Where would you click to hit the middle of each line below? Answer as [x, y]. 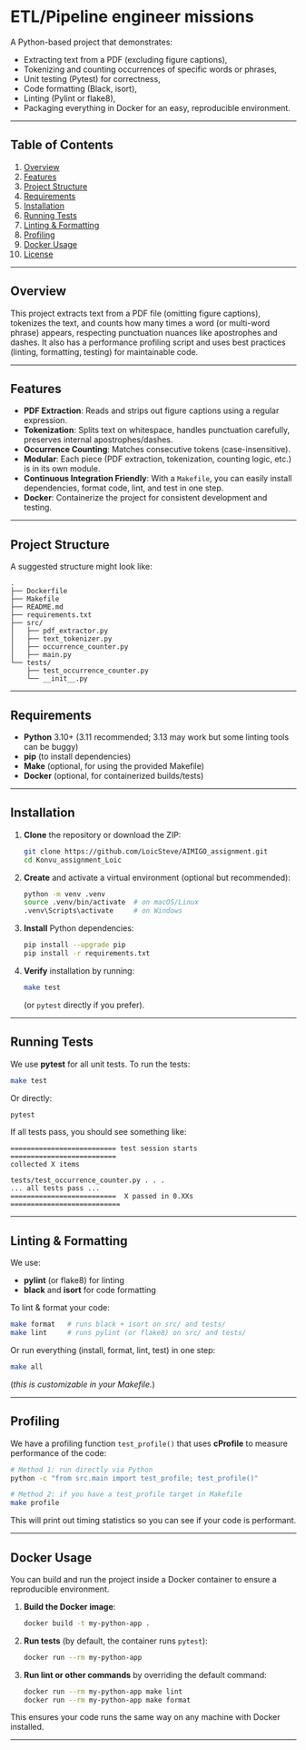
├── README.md [37, 607]
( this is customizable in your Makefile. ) [83, 1384]
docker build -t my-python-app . [87, 1623]
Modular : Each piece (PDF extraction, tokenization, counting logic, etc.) [158, 459]
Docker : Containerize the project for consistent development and [145, 498]
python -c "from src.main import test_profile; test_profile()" [134, 1478]
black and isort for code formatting [90, 1290]
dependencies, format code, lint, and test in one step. [123, 488]
